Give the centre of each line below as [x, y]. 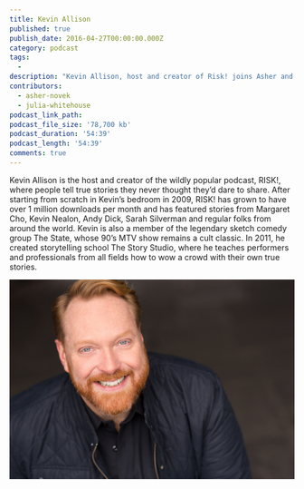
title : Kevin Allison [50, 19]
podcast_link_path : [46, 115]
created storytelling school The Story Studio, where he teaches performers [149, 247]
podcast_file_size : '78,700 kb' [70, 124]
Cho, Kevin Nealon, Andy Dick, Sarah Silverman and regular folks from [140, 219]
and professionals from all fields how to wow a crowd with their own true [145, 257]
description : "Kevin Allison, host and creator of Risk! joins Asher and [152, 77]
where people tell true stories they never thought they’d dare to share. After [150, 190]
